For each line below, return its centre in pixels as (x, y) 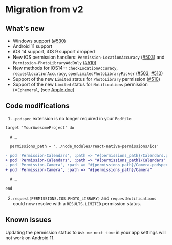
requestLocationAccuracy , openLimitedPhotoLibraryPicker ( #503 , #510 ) (88, 73)
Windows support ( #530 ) (39, 41)
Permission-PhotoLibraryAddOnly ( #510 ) (55, 62)
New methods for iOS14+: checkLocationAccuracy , (65, 68)
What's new (25, 29)
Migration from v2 (44, 10)
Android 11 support (33, 46)
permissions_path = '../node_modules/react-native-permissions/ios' (84, 146)
